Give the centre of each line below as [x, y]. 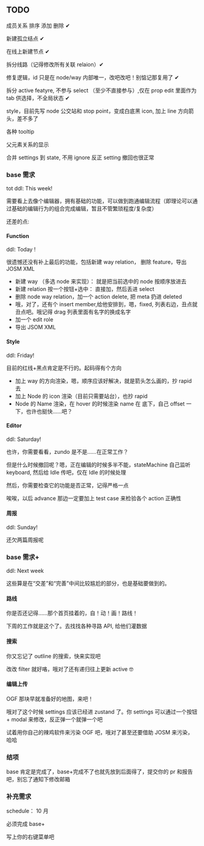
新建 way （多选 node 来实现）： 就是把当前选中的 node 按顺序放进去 [101, 281]
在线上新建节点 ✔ [28, 51]
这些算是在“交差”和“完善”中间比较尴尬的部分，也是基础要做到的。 [88, 583]
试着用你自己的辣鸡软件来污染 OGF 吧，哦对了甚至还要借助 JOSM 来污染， [100, 732]
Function [18, 236]
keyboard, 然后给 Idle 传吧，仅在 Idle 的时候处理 [66, 472]
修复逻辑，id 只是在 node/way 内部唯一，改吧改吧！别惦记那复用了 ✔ [93, 77]
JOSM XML [21, 269]
